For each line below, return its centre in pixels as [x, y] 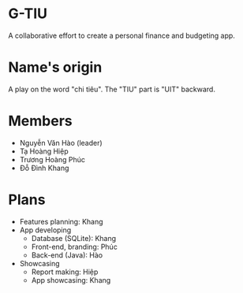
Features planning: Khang [62, 221]
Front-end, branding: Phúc [75, 247]
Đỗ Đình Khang [44, 168]
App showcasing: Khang [71, 280]
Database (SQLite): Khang [74, 238]
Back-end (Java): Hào [67, 255]
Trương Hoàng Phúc [52, 159]
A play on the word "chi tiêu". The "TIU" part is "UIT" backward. [112, 89]
